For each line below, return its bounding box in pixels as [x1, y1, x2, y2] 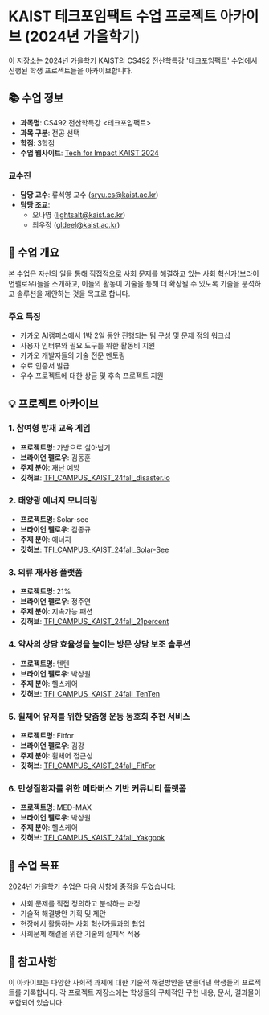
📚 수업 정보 [8, 92, 64, 105]
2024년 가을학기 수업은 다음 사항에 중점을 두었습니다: [8, 881, 176, 891]
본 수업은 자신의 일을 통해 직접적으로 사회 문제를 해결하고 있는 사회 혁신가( [8, 269, 240, 278]
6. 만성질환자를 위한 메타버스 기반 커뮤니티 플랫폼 [8, 783, 187, 794]
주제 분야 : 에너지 [19, 535, 72, 544]
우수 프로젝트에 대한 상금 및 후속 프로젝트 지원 [19, 371, 164, 380]
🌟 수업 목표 [8, 858, 60, 873]
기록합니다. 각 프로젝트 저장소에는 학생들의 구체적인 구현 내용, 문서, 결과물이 [22, 987, 261, 997]
